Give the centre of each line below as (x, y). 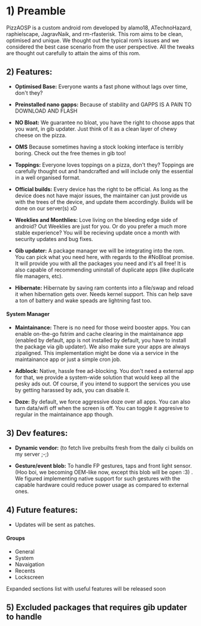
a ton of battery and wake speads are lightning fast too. (83, 300)
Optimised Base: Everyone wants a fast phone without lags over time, (101, 86)
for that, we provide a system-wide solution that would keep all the (97, 377)
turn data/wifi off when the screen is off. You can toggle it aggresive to (102, 408)
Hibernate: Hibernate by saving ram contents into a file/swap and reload (104, 288)
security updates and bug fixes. (54, 239)
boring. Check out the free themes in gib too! (70, 153)
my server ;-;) (32, 454)
